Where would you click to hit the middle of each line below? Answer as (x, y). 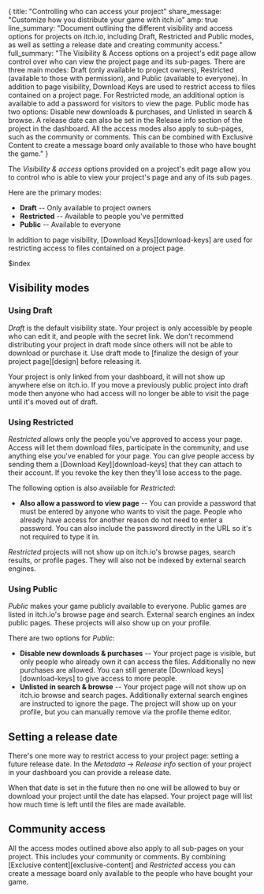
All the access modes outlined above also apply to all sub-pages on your (126, 848)
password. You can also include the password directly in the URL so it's (136, 528)
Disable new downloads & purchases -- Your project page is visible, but (138, 654)
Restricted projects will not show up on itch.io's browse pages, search (122, 551)
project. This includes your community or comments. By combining (117, 856)
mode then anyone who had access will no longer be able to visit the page (129, 393)
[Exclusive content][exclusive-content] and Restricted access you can (122, 865)
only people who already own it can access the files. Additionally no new (138, 662)
